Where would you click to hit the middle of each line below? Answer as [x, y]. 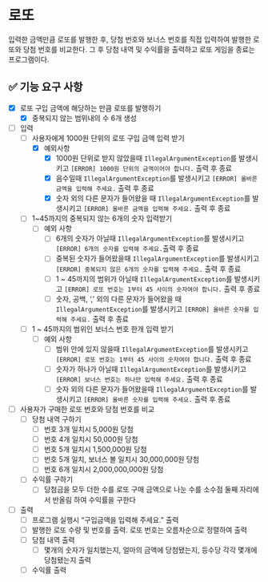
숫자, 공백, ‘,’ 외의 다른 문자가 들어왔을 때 [119, 299]
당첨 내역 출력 [53, 540]
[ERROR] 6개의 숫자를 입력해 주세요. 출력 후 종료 [127, 249]
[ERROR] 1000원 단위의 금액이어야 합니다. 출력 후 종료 [151, 168]
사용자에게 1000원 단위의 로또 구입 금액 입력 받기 [108, 138]
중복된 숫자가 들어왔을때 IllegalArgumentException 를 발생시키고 [158, 259]
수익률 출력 [49, 570]
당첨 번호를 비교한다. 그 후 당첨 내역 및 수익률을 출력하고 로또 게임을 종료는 [139, 49]
